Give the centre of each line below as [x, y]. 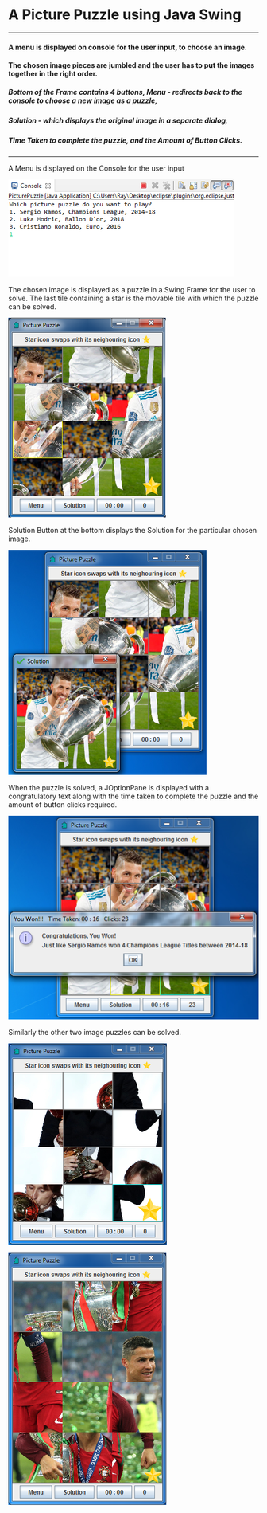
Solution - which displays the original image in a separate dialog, [118, 120]
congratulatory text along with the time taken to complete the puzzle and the [133, 796]
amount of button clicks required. [63, 804]
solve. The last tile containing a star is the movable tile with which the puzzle [133, 298]
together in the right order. [53, 74]
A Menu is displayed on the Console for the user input [97, 168]
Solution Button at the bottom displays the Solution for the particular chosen [132, 530]
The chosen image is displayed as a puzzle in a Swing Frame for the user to [132, 289]
